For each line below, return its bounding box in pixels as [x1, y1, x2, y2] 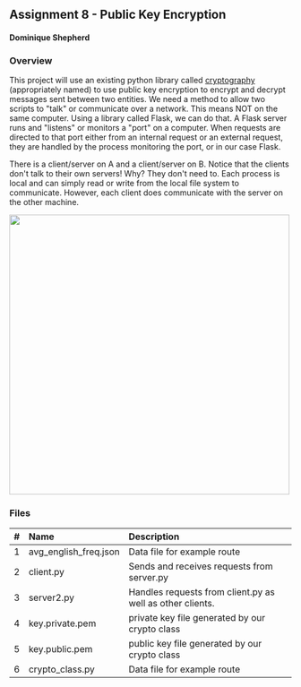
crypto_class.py [28, 663, 96, 675]
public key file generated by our [128, 637, 262, 649]
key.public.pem [28, 642, 93, 655]
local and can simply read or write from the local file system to [9, 178, 240, 189]
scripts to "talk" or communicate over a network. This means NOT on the [9, 103, 279, 115]
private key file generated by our [128, 611, 266, 623]
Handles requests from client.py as [128, 586, 275, 598]
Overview [9, 54, 53, 66]
